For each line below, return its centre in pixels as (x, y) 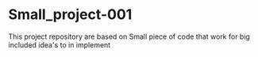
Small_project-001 (70, 15)
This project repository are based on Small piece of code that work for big (129, 36)
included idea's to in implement (60, 44)
